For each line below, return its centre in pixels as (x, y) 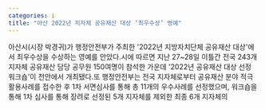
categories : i (32, 16)
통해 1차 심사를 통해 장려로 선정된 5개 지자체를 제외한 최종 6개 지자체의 (118, 96)
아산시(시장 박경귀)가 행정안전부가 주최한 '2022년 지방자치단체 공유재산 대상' (128, 47)
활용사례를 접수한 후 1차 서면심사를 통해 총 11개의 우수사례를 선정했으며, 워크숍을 (133, 86)
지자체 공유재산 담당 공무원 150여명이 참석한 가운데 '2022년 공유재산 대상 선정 (130, 66)
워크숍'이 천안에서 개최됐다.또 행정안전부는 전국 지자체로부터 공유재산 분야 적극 (131, 76)
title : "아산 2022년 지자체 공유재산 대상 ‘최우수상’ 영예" (95, 23)
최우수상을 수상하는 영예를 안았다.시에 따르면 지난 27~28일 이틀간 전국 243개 (137, 56)
